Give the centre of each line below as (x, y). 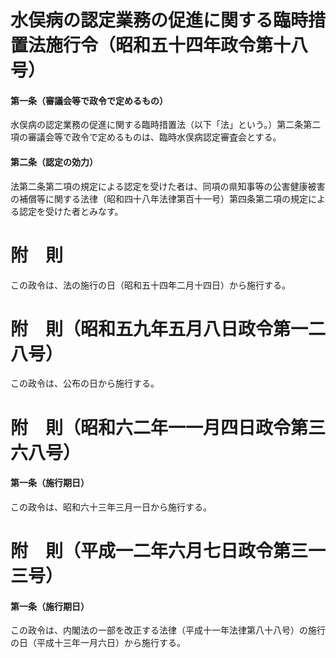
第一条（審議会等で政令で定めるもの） (89, 100)
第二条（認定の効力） (54, 162)
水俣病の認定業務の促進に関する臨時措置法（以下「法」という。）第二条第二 (166, 125)
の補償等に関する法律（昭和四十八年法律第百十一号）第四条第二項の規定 (159, 198)
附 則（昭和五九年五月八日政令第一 (159, 328)
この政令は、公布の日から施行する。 (85, 383)
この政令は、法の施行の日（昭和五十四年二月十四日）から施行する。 (150, 285)
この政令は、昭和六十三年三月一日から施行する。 (111, 507)
